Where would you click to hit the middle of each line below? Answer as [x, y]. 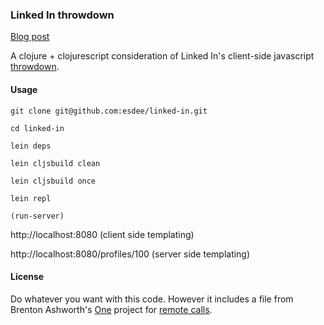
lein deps [31, 146]
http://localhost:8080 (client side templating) [102, 234]
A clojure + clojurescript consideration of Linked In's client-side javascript [162, 56]
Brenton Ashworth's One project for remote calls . [111, 309]
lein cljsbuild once [53, 181]
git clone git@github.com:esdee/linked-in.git [109, 111]
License [27, 277]
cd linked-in [37, 128]
